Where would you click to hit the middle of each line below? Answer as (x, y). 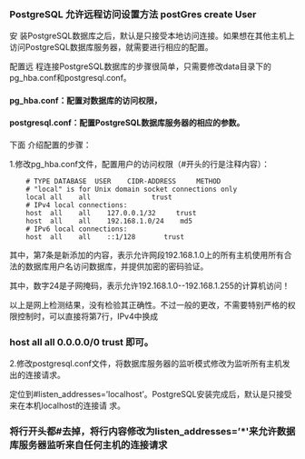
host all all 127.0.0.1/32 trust (111, 214)
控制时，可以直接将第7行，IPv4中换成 (88, 316)
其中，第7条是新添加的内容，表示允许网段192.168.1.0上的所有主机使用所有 (147, 255)
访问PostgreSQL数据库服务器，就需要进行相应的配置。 (111, 47)
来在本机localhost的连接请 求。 (67, 405)
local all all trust (99, 197)
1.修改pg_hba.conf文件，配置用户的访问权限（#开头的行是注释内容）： (140, 165)
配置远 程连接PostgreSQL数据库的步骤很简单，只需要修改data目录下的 (141, 66)
